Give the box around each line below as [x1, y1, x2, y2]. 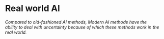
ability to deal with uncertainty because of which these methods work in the [5, 24, 160, 30]
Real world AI [5, 3, 60, 14]
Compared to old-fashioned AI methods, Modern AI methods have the [5, 19, 147, 25]
